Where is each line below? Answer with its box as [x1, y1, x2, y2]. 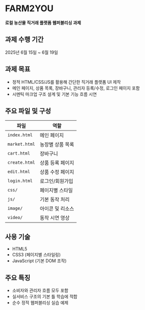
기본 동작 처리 [40, 196, 70, 203]
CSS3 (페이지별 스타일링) [12, 252, 61, 258]
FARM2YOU [5, 3, 54, 14]
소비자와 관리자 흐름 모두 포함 [12, 288, 68, 293]
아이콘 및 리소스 [40, 205, 74, 212]
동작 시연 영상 [40, 215, 70, 221]
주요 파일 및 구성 [5, 107, 51, 115]
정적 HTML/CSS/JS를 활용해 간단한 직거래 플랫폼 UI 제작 [12, 79, 121, 85]
